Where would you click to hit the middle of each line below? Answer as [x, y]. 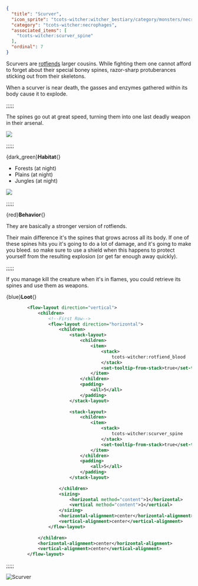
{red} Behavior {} [26, 215]
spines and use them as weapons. [47, 285]
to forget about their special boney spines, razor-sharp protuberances [91, 70]
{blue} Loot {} [22, 297]
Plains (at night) [34, 175]
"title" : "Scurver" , [37, 14]
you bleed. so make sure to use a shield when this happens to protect [90, 250]
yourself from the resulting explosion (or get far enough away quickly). [92, 256]
